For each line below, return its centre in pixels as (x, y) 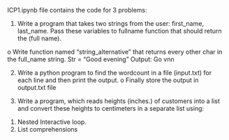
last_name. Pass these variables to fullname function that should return (119, 31)
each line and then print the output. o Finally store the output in (108, 80)
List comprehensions (47, 129)
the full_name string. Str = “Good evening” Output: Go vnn (91, 59)
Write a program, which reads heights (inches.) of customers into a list (118, 101)
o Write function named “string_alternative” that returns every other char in (115, 52)
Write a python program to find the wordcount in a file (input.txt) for (114, 73)
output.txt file (37, 87)
